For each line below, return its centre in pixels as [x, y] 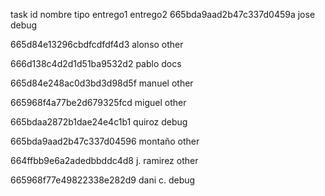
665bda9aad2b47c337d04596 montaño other [105, 141]
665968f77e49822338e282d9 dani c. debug [103, 180]
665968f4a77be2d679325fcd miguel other [98, 102]
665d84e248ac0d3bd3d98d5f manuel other [102, 83]
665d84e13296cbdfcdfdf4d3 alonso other [97, 44]
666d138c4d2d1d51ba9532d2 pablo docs [96, 63]
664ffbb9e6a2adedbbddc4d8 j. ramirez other [104, 160]
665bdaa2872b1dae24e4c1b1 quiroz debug [99, 122]
